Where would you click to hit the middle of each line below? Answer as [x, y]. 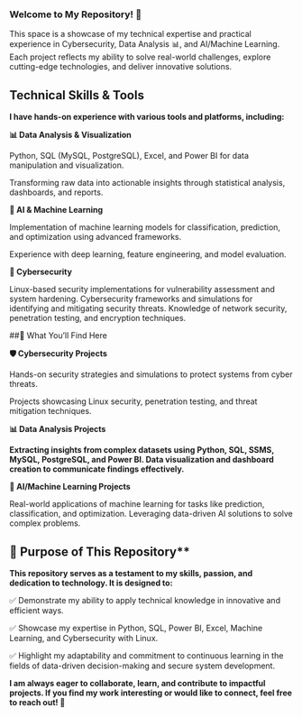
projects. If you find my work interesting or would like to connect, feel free [151, 693]
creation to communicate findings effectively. [97, 469]
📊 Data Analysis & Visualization [71, 135]
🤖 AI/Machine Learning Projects [70, 487]
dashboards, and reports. [56, 192]
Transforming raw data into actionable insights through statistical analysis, [147, 183]
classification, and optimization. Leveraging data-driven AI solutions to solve [151, 514]
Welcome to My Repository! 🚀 [76, 14]
